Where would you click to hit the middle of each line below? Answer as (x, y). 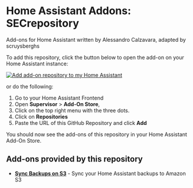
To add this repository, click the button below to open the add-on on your (95, 57)
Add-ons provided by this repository (74, 159)
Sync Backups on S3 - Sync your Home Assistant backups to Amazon (100, 173)
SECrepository (43, 23)
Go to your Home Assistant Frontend (59, 98)
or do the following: (30, 86)
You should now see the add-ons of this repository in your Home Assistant (97, 134)
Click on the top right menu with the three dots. (72, 110)
